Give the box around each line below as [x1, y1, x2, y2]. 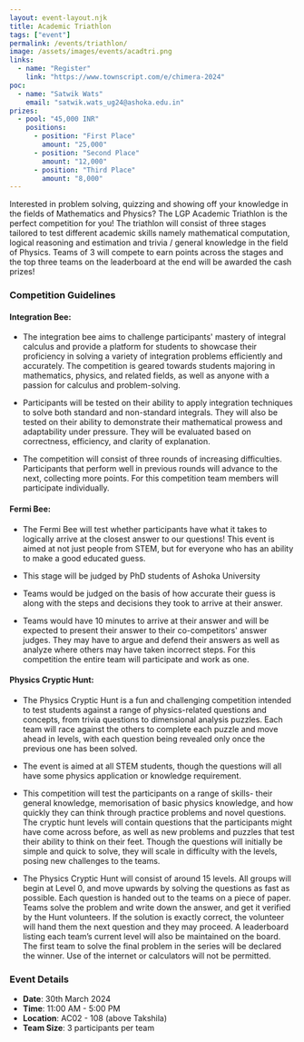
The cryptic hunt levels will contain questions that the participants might [22, 817, 293, 828]
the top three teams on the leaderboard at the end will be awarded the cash [9, 256, 292, 268]
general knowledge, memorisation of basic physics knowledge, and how [22, 797, 293, 809]
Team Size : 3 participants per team [22, 1023, 155, 1034]
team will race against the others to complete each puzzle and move [22, 723, 279, 734]
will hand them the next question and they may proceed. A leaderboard [22, 921, 289, 932]
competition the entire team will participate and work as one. [22, 653, 250, 664]
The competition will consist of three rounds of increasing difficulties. [22, 453, 283, 464]
